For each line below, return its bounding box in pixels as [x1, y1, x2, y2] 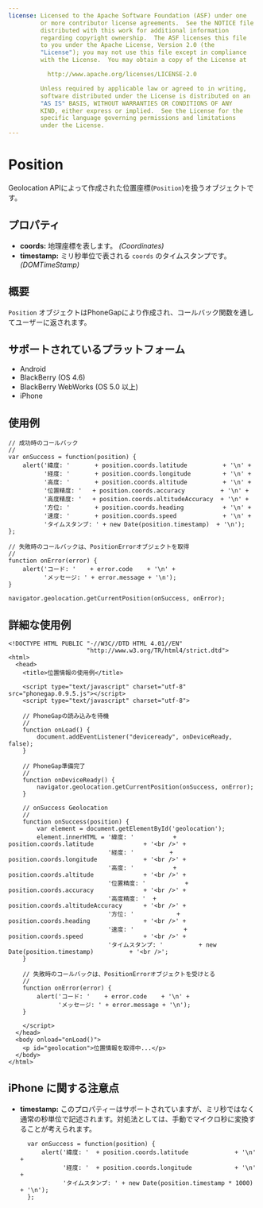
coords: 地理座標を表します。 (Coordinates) [19, 241, 164, 250]
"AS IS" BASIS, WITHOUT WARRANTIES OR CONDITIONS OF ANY [40, 99, 233, 107]
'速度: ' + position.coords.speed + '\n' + [43, 512, 252, 520]
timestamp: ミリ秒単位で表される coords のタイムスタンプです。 [19, 251, 231, 261]
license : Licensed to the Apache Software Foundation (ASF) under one [8, 11, 247, 20]
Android [19, 365, 46, 374]
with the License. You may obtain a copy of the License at [40, 56, 247, 64]
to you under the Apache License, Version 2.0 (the [40, 41, 215, 49]
